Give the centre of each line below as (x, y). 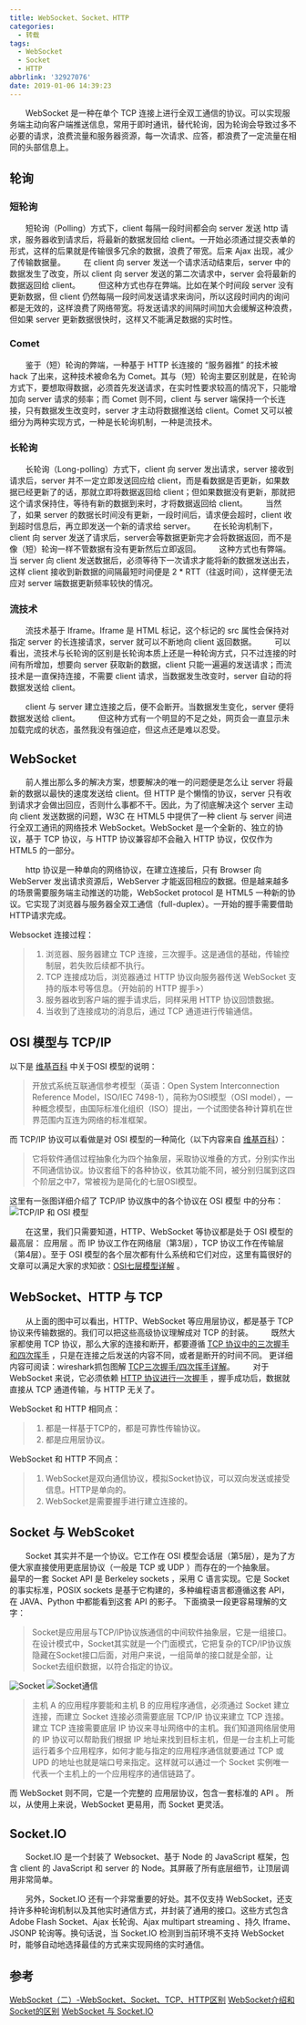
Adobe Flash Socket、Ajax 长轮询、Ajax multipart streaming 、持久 (135, 1922)
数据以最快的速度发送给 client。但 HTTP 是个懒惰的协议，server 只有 (154, 793)
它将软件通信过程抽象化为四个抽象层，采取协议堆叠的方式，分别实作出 (163, 1158)
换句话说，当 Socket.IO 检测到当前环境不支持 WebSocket (178, 1933)
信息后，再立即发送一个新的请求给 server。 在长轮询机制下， (155, 526)
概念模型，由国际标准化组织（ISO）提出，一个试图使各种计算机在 (162, 1108)
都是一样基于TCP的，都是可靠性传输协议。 (125, 1428)
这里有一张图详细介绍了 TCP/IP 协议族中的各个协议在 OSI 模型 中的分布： (147, 1201)
